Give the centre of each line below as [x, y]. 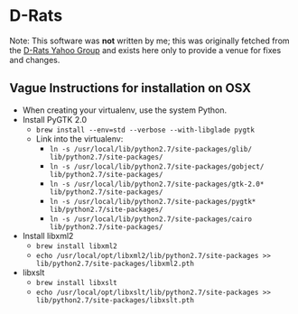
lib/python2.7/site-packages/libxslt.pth [115, 300]
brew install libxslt [76, 282]
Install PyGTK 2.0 [55, 119]
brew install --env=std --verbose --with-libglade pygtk [145, 130]
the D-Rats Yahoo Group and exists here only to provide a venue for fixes [145, 50]
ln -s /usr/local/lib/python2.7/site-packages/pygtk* [153, 201]
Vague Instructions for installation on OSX [130, 88]
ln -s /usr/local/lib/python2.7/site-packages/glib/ [151, 149]
